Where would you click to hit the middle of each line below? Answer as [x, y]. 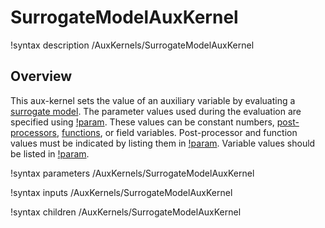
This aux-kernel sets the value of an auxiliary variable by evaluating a [153, 100]
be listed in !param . [50, 153]
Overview [41, 76]
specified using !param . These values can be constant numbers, [142, 122]
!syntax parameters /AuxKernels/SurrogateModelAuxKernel [132, 173]
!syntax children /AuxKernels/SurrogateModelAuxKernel [126, 212]
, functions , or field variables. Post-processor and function [177, 132]
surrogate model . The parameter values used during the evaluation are [156, 111]
